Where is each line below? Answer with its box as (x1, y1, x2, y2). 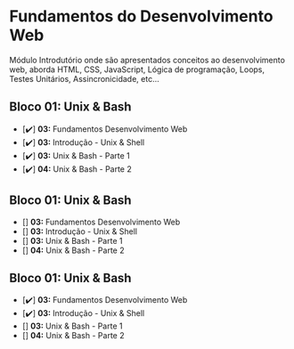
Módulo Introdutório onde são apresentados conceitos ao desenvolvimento (9, 54, 285, 65)
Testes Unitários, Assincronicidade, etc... (9, 73, 159, 84)
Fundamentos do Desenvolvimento (9, 6, 274, 27)
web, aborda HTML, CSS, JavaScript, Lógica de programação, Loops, (9, 64, 265, 75)
